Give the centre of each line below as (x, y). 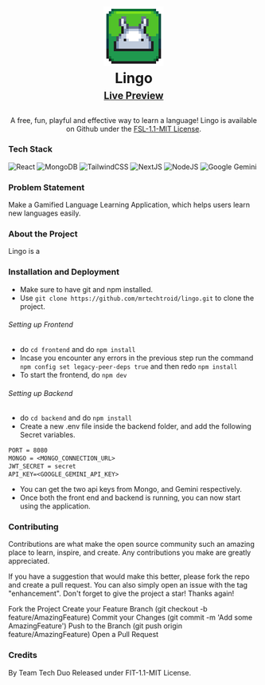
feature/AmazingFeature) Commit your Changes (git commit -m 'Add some (131, 618)
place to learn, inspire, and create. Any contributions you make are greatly (130, 552)
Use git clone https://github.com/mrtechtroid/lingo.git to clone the (137, 298)
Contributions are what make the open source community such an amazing (131, 544)
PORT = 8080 (28, 451)
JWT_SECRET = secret (43, 467)
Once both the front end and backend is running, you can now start (130, 498)
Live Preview (134, 96)
